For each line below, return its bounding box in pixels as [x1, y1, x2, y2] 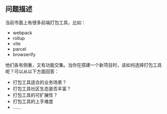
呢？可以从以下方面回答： [5, 68, 59, 74]
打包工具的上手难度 [12, 98, 54, 104]
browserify [12, 51, 36, 57]
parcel [12, 45, 27, 52]
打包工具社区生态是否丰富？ [12, 85, 71, 92]
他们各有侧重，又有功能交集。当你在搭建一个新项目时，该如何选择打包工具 [5, 62, 162, 68]
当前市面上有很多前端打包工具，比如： [5, 19, 86, 26]
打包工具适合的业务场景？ [12, 79, 67, 85]
